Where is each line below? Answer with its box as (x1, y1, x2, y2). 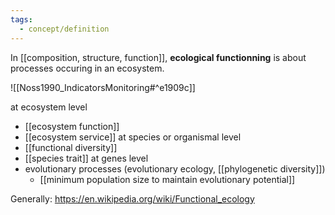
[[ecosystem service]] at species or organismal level (24, 131, 242, 143)
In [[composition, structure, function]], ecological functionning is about (10, 51, 307, 63)
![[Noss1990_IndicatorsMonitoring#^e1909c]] (10, 81, 196, 93)
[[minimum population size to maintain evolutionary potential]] (39, 173, 296, 185)
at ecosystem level (10, 101, 88, 113)
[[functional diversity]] (24, 141, 118, 153)
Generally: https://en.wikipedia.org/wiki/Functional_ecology (10, 192, 255, 205)
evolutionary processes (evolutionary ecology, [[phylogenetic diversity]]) (24, 162, 326, 175)
